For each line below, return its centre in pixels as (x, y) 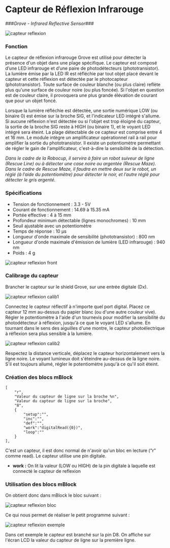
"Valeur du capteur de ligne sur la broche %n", (67, 397)
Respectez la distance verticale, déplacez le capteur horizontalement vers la (85, 353)
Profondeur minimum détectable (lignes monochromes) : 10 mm (79, 220)
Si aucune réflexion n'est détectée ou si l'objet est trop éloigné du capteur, (83, 121)
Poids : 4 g (24, 253)
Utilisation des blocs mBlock (41, 484)
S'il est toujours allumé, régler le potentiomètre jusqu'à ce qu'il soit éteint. (82, 364)
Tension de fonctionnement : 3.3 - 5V (52, 204)
